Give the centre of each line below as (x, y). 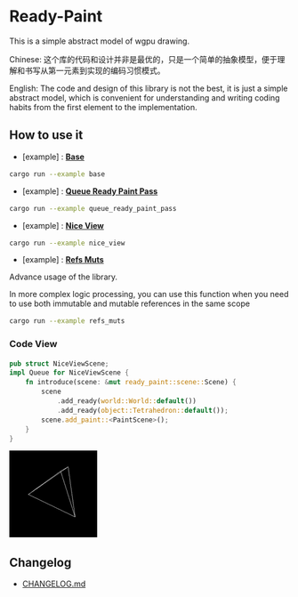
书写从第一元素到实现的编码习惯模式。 (95, 70)
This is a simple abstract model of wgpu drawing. (99, 41)
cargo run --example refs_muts (67, 321)
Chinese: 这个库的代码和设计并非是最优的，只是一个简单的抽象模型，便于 (143, 59)
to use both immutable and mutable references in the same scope (130, 303)
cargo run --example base (57, 174)
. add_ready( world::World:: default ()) (127, 401)
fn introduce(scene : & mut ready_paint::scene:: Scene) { (131, 383)
